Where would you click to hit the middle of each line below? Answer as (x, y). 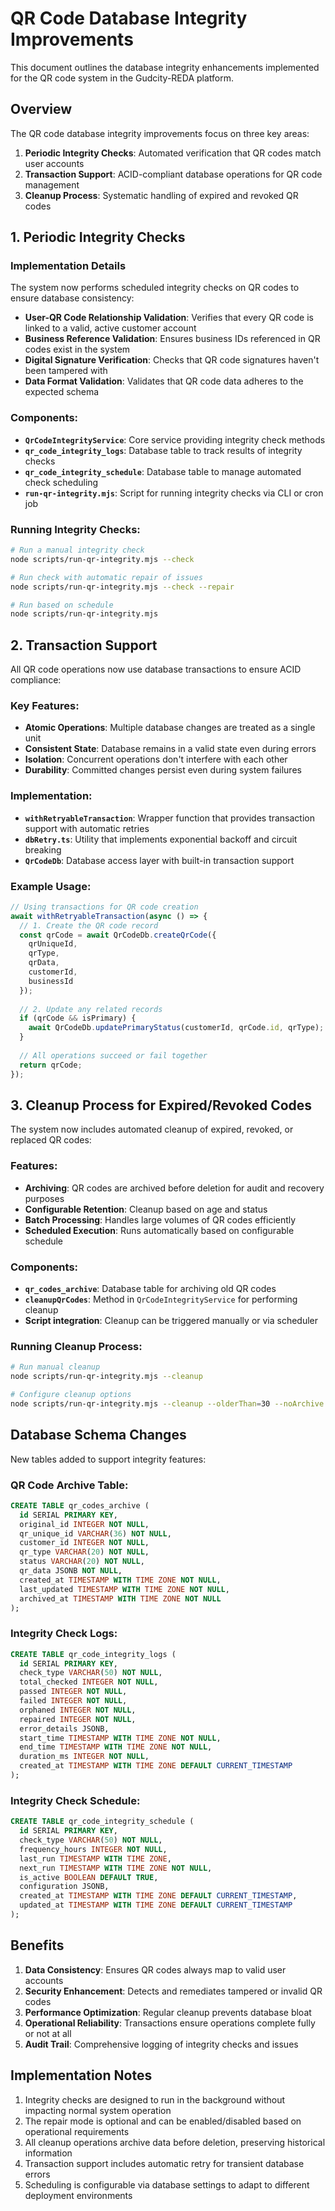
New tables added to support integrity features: (108, 1459)
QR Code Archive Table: (69, 1485)
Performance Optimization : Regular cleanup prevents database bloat (168, 2012)
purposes (44, 1198)
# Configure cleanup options (71, 1395)
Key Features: (45, 706)
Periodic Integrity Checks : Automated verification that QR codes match (173, 153)
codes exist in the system (77, 349)
